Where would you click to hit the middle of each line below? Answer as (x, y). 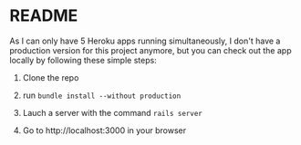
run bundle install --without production (102, 95)
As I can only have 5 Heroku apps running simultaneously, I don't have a (145, 41)
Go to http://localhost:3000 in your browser (104, 130)
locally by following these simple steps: (83, 60)
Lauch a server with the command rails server (112, 112)
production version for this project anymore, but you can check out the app (150, 50)
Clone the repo (51, 77)
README (44, 16)
